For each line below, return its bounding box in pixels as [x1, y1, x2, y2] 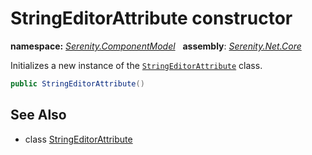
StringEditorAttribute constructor [10, 7, 293, 30]
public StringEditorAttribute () [10, 78, 145, 89]
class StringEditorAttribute [24, 133, 133, 145]
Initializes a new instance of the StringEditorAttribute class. [10, 59, 263, 71]
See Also [10, 107, 67, 124]
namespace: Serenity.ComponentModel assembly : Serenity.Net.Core [10, 40, 302, 52]
